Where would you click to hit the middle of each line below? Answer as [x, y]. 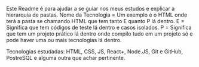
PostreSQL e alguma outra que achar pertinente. [66, 58]
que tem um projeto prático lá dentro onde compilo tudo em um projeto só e [99, 34]
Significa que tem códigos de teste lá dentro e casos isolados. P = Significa [99, 27]
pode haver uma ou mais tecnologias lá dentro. [64, 40]
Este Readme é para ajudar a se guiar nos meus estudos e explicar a [91, 9]
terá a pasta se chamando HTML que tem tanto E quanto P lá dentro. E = [95, 21]
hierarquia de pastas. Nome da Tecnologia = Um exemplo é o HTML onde [97, 15]
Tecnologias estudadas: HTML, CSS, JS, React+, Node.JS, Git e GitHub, [95, 52]
